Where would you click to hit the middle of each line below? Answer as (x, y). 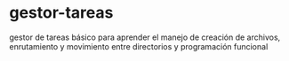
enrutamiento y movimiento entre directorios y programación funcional (139, 46)
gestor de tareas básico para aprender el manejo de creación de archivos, (145, 37)
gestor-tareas (61, 13)
